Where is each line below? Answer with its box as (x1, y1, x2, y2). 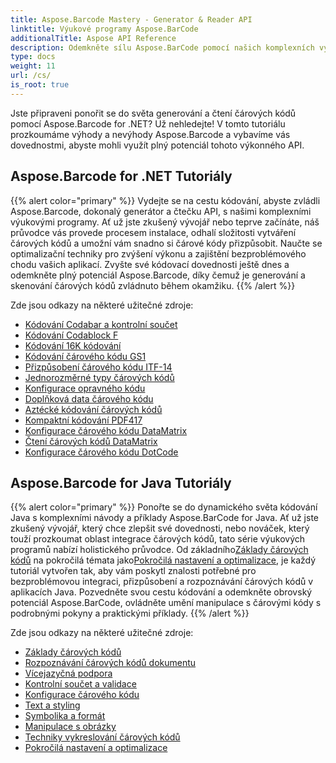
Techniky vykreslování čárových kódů (24, 731, 181, 743)
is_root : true (10, 80, 70, 90)
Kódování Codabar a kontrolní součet (24, 318, 178, 330)
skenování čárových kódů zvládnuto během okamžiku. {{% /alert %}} (10, 279, 296, 291)
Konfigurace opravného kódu (24, 382, 146, 394)
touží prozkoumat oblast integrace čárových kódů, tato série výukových (10, 533, 305, 545)
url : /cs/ (10, 71, 52, 81)
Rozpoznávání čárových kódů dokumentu (24, 657, 197, 669)
